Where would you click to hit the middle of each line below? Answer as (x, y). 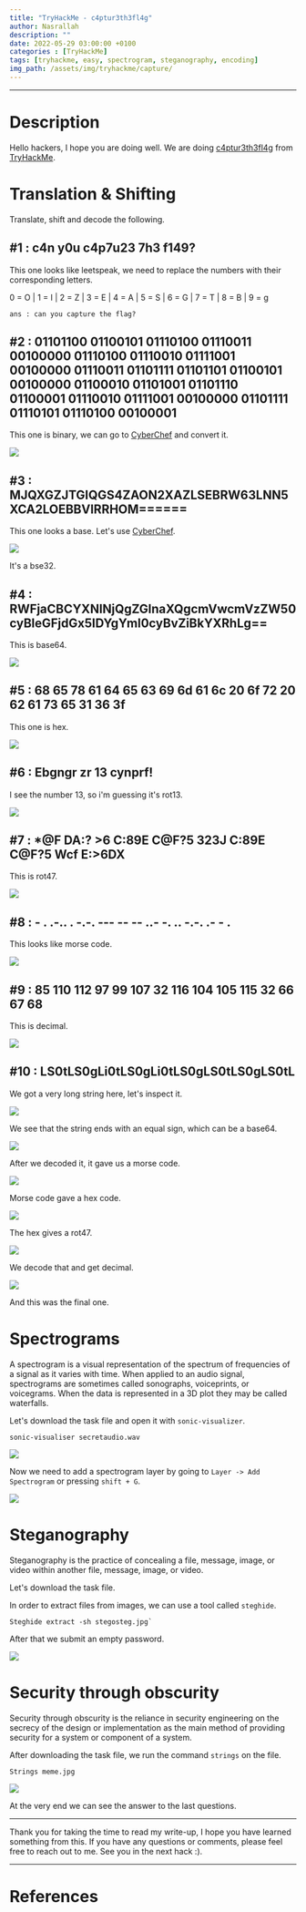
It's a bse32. (33, 566)
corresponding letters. (51, 280)
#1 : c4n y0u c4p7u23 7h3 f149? (102, 248)
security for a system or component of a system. (101, 1737)
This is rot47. (33, 877)
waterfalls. (29, 1403)
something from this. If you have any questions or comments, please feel (146, 1841)
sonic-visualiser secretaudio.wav (75, 1437)
